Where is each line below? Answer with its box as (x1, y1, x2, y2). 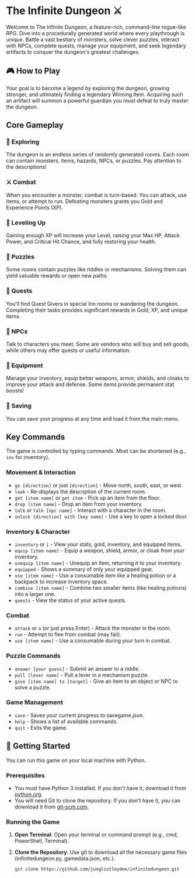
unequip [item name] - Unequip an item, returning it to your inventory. (14, 559, 182, 566)
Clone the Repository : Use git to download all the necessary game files (14, 849, 187, 856)
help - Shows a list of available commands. (14, 718, 119, 725)
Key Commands (6, 432, 65, 442)
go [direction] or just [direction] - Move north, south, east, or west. (14, 481, 183, 488)
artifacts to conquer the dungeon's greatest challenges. (6, 48, 140, 55)
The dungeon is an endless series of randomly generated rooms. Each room (6, 151, 189, 158)
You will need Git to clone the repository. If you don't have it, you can (14, 797, 181, 804)
